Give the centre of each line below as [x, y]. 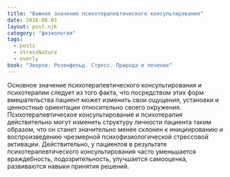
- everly [26, 59]
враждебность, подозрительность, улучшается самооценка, [97, 159]
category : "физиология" [42, 33]
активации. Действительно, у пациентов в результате [87, 144]
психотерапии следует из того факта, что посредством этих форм [106, 92]
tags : [15, 40]
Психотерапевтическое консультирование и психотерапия [95, 115]
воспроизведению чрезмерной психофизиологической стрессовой [108, 137]
